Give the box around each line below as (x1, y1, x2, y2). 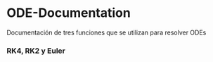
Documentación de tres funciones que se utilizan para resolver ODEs (6, 28, 207, 37)
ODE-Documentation (6, 5, 131, 21)
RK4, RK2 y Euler (6, 46, 66, 56)
